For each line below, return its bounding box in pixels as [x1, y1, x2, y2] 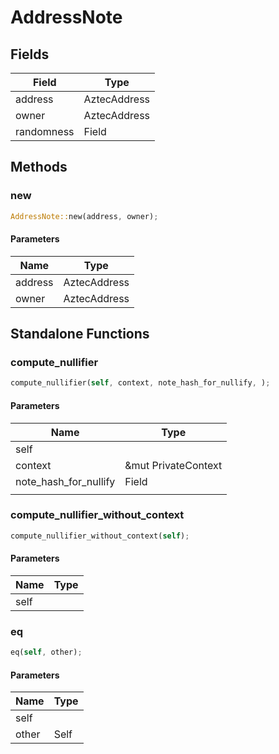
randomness [15, 125, 75, 138]
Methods [10, 159, 68, 176]
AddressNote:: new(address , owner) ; [10, 211, 159, 221]
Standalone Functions [10, 326, 150, 343]
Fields [10, 46, 50, 63]
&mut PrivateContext [124, 458, 223, 472]
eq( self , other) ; [10, 647, 83, 658]
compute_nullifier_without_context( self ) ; [10, 531, 190, 541]
